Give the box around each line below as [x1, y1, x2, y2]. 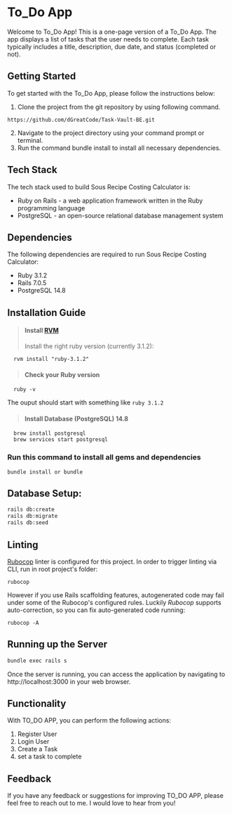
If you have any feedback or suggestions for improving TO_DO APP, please [7, 791, 224, 800]
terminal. [17, 136, 43, 144]
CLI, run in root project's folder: [7, 564, 98, 573]
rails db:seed [7, 519, 49, 526]
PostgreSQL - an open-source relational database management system [17, 211, 224, 220]
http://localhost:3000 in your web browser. [7, 677, 131, 686]
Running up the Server [7, 638, 108, 651]
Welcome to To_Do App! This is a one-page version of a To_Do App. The [7, 27, 217, 36]
